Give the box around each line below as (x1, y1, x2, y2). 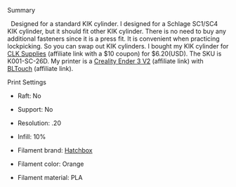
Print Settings (7, 78, 47, 86)
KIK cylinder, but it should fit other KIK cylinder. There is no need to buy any (7, 27, 227, 35)
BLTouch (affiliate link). (7, 65, 74, 72)
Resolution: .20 (17, 119, 62, 127)
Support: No (17, 105, 53, 113)
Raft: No (17, 91, 41, 100)
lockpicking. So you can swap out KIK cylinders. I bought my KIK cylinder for (7, 42, 229, 50)
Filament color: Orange (17, 160, 84, 168)
